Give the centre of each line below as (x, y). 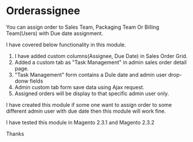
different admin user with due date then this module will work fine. (86, 111)
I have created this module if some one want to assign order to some (89, 104)
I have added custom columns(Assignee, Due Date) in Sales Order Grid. (101, 56)
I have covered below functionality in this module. (66, 45)
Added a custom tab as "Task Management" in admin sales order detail (100, 62)
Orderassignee (43, 11)
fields (36, 81)
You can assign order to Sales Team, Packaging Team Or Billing (83, 27)
